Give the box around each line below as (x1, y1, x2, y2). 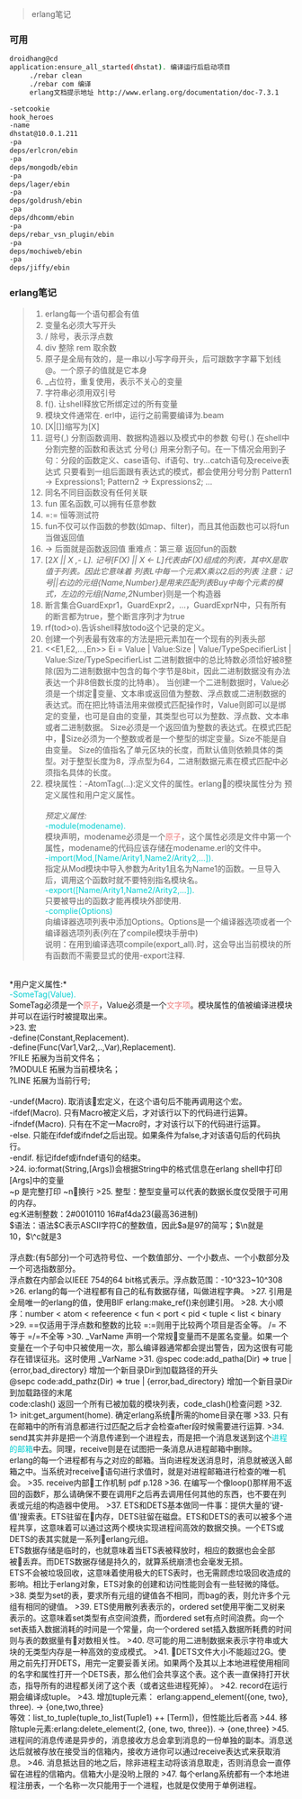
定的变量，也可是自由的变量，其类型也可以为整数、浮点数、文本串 (44, 711, 289, 722)
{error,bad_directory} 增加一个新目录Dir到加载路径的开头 (9, 1365, 218, 1375)
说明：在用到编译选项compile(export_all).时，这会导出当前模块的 (44, 939, 284, 950)
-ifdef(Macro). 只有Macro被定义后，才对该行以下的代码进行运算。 (9, 1108, 253, 1119)
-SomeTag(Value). (9, 989, 76, 1000)
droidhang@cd (9, 54, 58, 64)
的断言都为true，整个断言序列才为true (44, 611, 186, 622)
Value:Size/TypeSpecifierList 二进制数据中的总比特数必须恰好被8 (44, 654, 285, 665)
